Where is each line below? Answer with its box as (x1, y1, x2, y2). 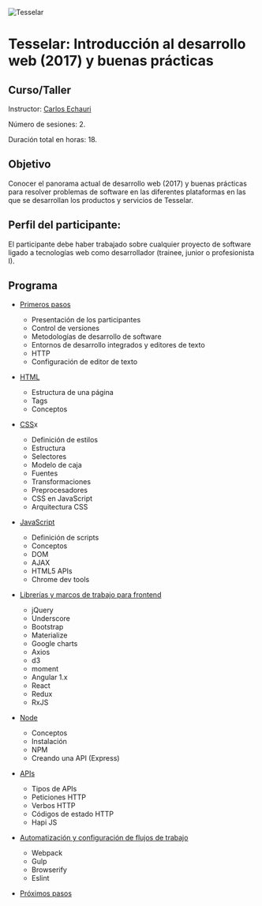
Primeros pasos (19, 300, 71, 310)
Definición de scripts (31, 533, 99, 543)
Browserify (31, 865, 67, 874)
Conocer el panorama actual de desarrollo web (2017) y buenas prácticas (8, 179, 247, 188)
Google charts (31, 639, 78, 648)
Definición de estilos (31, 435, 99, 445)
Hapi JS (31, 818, 58, 827)
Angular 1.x (31, 672, 69, 682)
